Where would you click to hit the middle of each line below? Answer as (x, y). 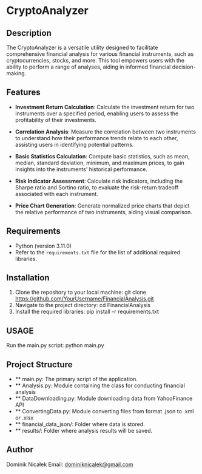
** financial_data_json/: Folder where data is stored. (80, 424)
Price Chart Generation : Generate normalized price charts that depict (102, 205)
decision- (184, 67)
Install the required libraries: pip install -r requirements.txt (87, 312)
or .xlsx (24, 418)
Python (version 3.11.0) (43, 246)
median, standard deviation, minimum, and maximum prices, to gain (100, 163)
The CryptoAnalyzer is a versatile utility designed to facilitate (82, 47)
